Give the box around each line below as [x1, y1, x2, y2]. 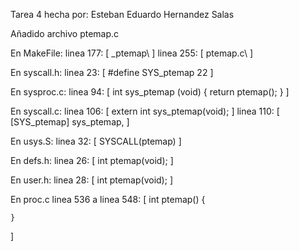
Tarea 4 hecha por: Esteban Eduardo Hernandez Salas [10, 9, 235, 20]
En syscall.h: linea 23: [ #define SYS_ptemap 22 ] [10, 67, 214, 78]
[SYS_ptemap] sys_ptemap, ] [10, 116, 130, 128]
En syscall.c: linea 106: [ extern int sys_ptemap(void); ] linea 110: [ [10, 105, 280, 117]
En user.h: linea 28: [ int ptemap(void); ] [10, 174, 173, 186]
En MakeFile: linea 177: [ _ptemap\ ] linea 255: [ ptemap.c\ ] [10, 47, 253, 59]
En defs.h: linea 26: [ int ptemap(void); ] [10, 155, 174, 166]
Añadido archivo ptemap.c [10, 28, 120, 39]
